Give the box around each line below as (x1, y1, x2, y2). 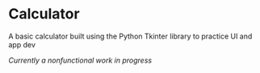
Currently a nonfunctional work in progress (8, 55, 152, 65)
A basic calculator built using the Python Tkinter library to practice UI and (8, 31, 253, 41)
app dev (8, 39, 36, 49)
